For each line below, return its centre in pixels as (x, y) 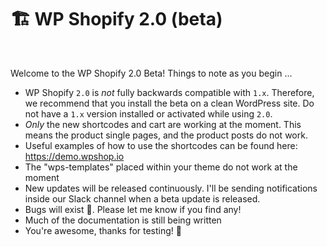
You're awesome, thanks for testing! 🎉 (103, 230)
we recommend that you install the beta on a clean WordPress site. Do (169, 103)
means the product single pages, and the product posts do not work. (166, 135)
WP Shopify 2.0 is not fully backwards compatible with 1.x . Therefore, (169, 92)
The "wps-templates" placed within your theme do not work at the (161, 167)
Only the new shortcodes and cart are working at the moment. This (163, 124)
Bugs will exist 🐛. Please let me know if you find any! (133, 209)
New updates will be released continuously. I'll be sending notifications (171, 188)
